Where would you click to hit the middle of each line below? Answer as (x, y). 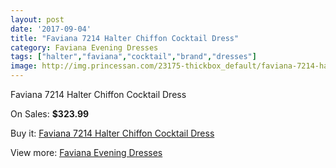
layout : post (37, 19)
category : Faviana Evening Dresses (84, 47)
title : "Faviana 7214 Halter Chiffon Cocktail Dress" (125, 38)
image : (24, 66)
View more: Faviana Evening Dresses (86, 152)
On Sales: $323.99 (50, 114)
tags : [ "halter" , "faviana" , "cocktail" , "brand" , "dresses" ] (133, 57)
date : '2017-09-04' (51, 29)
